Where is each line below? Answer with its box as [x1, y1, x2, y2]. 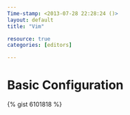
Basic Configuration [7, 77, 124, 93]
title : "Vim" [7, 23, 45, 30]
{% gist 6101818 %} [7, 101, 63, 109]
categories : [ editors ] [7, 42, 72, 49]
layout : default [7, 17, 54, 23]
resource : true [7, 35, 51, 42]
